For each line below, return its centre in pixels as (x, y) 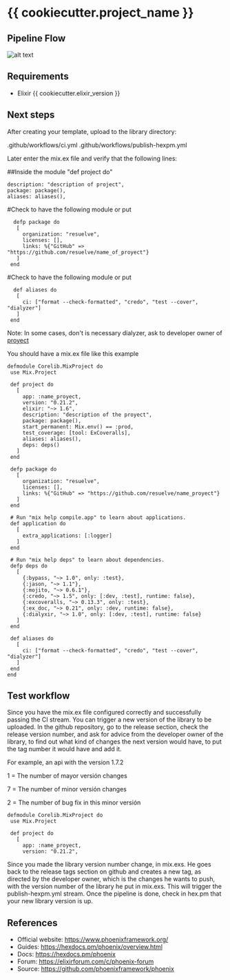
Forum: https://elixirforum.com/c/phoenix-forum (85, 961)
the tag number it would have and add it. (64, 749)
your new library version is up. (50, 901)
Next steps (31, 115)
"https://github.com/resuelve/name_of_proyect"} (78, 252)
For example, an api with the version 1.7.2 (65, 762)
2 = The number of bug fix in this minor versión (74, 802)
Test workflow (39, 696)
